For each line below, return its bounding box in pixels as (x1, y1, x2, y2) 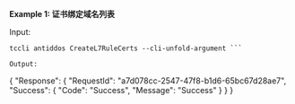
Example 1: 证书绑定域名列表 (9, 9, 115, 19)
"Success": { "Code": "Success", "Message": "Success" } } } (9, 85, 234, 95)
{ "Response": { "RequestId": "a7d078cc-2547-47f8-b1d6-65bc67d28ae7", (9, 75, 287, 86)
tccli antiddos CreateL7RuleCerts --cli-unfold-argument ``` (9, 44, 243, 53)
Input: (9, 27, 31, 37)
